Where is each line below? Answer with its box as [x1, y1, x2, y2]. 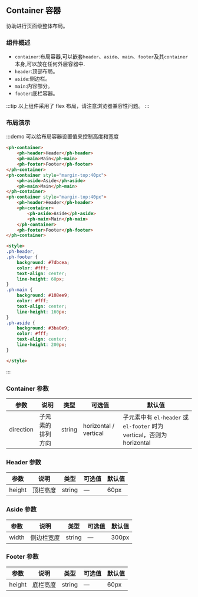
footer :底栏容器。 [14, 90, 58, 97]
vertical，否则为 [123, 431, 167, 439]
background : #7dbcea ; [16, 259, 70, 265]
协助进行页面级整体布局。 [6, 22, 68, 29]
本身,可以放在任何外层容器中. [14, 61, 85, 68]
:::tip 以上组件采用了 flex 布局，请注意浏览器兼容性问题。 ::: [6, 103, 150, 110]
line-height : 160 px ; [16, 309, 67, 315]
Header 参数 [6, 458, 41, 466]
